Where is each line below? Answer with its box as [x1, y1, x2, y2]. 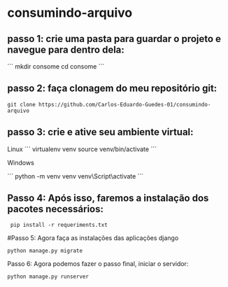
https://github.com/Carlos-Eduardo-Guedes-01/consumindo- [38, 101, 211, 108]
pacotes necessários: [7, 203, 104, 215]
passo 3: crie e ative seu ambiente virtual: [7, 126, 194, 138]
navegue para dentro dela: [7, 43, 124, 55]
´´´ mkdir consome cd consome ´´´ [7, 62, 105, 71]
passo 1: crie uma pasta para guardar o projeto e [7, 33, 222, 45]
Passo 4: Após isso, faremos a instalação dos [7, 192, 209, 204]
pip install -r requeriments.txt [10, 222, 108, 229]
